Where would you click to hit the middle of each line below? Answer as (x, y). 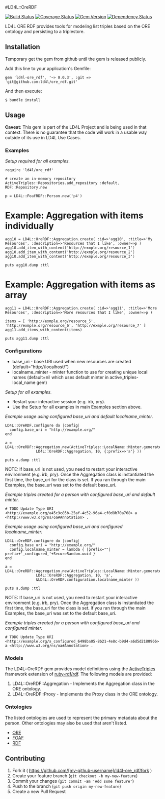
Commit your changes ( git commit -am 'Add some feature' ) (73, 781)
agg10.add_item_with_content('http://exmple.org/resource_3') (70, 256)
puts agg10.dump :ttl (27, 265)
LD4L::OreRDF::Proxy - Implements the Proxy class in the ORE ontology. (85, 694)
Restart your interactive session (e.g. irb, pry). (59, 402)
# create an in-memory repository (41, 179)
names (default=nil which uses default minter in (60, 378)
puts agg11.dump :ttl (27, 338)
